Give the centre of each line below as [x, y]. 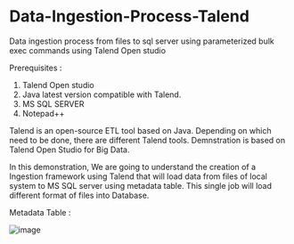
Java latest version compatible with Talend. [102, 94]
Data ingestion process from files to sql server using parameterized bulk [142, 41]
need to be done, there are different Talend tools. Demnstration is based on [147, 140]
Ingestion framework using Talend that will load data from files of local [138, 176]
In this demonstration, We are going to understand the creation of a [133, 167]
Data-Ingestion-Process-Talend [129, 16]
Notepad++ [43, 113]
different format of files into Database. [79, 195]
